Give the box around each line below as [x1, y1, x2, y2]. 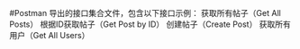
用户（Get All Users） [9, 30, 90, 40]
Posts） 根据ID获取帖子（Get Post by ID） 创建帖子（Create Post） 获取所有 [9, 19, 291, 29]
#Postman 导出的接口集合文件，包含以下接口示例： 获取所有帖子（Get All [9, 8, 281, 18]
